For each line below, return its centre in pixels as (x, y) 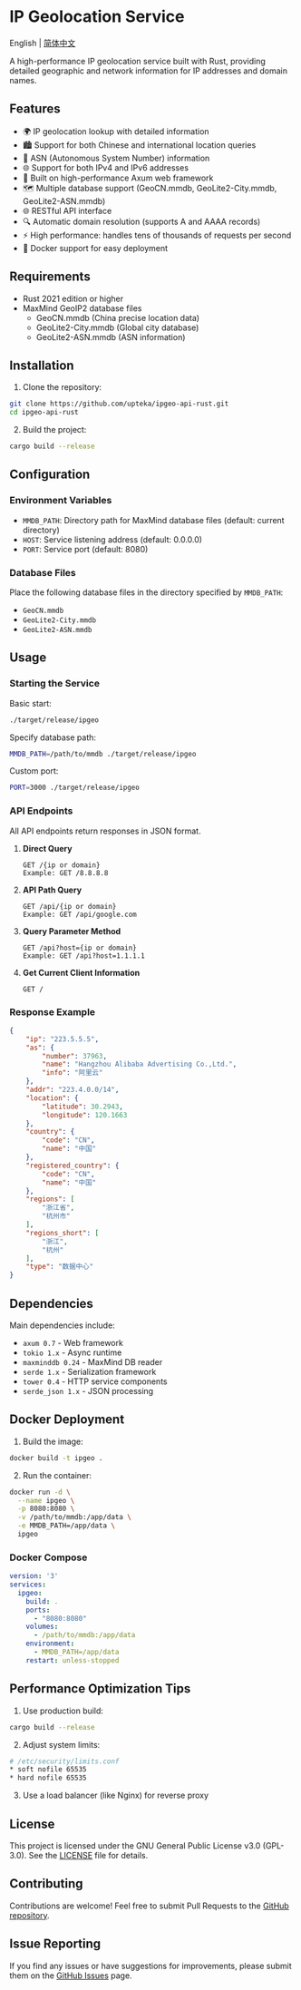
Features (35, 109)
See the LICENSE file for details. (88, 1855)
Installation (42, 365)
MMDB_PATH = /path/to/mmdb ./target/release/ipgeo (103, 754)
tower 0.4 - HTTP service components (95, 1381)
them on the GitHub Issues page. (71, 1975)
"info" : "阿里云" (73, 1073)
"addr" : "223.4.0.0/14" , (73, 1090)
